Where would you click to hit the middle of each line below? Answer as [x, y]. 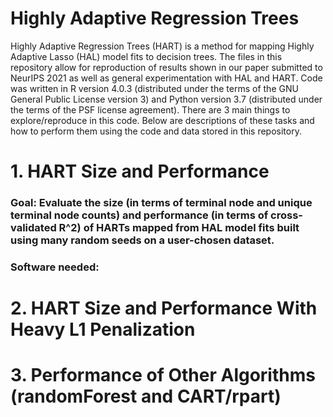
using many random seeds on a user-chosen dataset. [142, 240]
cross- [286, 215]
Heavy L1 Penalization [103, 329]
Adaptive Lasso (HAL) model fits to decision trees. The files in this [146, 56]
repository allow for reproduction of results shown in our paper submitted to [166, 67]
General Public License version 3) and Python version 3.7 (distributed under [166, 99]
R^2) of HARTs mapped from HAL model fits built [179, 228]
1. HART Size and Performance [140, 171]
